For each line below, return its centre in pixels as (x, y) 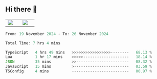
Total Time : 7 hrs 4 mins (33, 43)
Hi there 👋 (21, 9)
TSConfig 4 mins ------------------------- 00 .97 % (79, 71)
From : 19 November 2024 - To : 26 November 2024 (57, 34)
